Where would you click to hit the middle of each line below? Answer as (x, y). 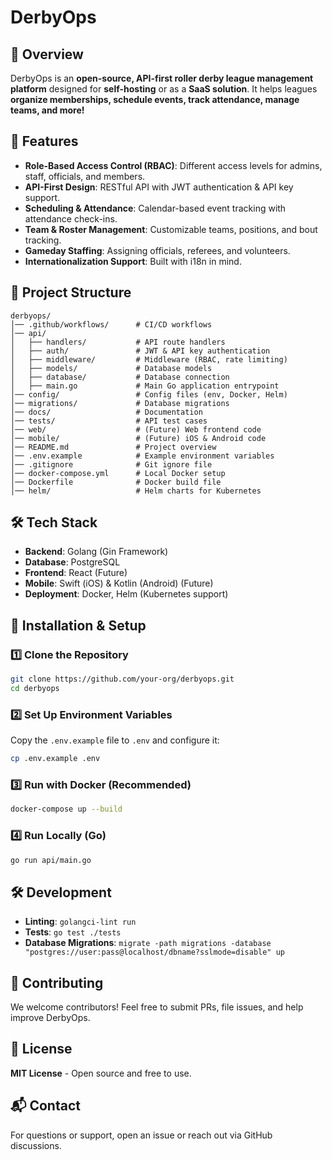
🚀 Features (44, 141)
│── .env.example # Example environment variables (142, 456)
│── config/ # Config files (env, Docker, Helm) (149, 394)
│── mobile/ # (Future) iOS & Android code (138, 438)
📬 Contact (45, 1106)
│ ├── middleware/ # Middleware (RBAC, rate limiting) (149, 359)
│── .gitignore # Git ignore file (111, 464)
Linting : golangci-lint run (80, 922)
